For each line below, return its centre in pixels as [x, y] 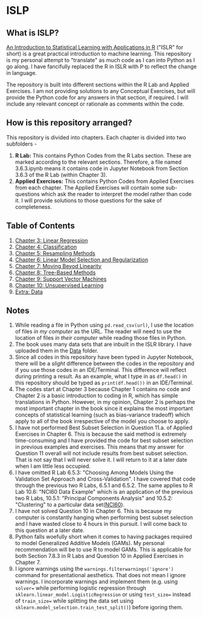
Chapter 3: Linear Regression [51, 240]
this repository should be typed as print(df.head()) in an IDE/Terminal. [104, 383]
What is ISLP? [33, 33]
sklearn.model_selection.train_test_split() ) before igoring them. [99, 607]
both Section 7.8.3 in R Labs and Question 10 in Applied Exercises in [99, 556]
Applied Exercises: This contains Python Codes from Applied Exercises [105, 181]
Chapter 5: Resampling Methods [55, 253]
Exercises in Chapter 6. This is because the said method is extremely [101, 434]
